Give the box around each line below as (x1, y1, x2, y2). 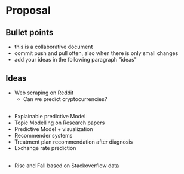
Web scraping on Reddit (14, 89, 74, 96)
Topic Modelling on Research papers (14, 119, 105, 126)
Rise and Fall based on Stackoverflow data (14, 162, 119, 169)
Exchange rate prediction (14, 145, 76, 152)
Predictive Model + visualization (14, 126, 93, 133)
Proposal (5, 4, 51, 17)
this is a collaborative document (14, 43, 93, 50)
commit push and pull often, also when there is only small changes (14, 50, 179, 57)
